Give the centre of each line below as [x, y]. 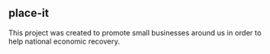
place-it [29, 13]
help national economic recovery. [64, 41]
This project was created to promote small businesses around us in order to [135, 32]
